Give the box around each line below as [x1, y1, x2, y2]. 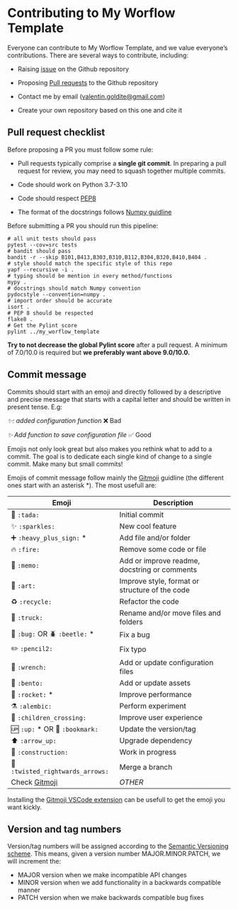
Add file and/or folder [119, 533, 191, 543]
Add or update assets [119, 678, 191, 688]
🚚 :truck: [11, 612, 44, 622]
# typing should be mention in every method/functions [7, 272, 173, 279]
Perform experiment [119, 701, 186, 711]
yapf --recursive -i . [7, 266, 74, 273]
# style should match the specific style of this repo [7, 260, 173, 267]
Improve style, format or [119, 576, 200, 586]
